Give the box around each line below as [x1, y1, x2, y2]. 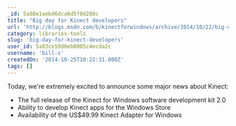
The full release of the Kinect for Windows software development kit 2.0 [17, 96, 226, 104]
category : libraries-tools [7, 30, 86, 37]
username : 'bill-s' [7, 50, 65, 57]
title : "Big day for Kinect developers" [7, 17, 128, 24]
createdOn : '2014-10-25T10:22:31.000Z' [7, 56, 124, 63]
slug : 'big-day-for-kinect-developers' [7, 37, 124, 44]
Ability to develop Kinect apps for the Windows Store [17, 103, 171, 111]
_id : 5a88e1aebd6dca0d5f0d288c [7, 10, 99, 18]
